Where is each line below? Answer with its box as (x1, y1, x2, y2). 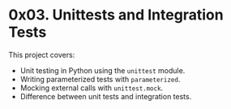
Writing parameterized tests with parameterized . (19, 74, 181, 84)
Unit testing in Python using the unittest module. (19, 65, 186, 75)
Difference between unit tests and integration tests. (19, 91, 192, 101)
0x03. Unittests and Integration (8, 6, 225, 24)
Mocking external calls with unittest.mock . (19, 83, 164, 93)
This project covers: (8, 50, 75, 59)
